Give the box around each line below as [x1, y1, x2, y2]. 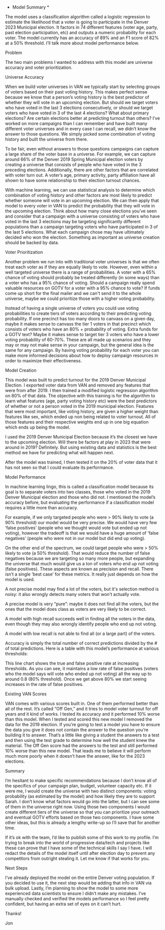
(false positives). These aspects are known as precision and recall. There [5, 566, 154, 572]
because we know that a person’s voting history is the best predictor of [5, 94, 149, 100]
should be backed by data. [5, 240, 59, 245]
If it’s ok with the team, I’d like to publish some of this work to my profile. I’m [5, 834, 159, 840]
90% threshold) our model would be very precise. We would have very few [5, 520, 157, 525]
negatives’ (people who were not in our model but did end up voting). [5, 536, 146, 541]
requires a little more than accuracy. [5, 505, 78, 510]
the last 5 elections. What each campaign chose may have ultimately [5, 229, 144, 235]
